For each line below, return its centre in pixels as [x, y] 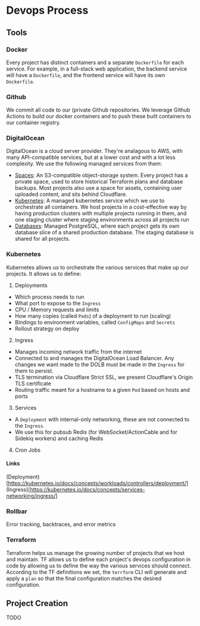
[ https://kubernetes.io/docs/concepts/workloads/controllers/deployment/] [97, 483]
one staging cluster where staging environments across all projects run [102, 220]
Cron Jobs [28, 450]
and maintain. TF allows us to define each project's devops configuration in [99, 559]
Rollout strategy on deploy [47, 329]
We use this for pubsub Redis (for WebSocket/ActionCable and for [96, 432]
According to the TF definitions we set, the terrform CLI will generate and [96, 572]
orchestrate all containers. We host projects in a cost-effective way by [101, 207]
